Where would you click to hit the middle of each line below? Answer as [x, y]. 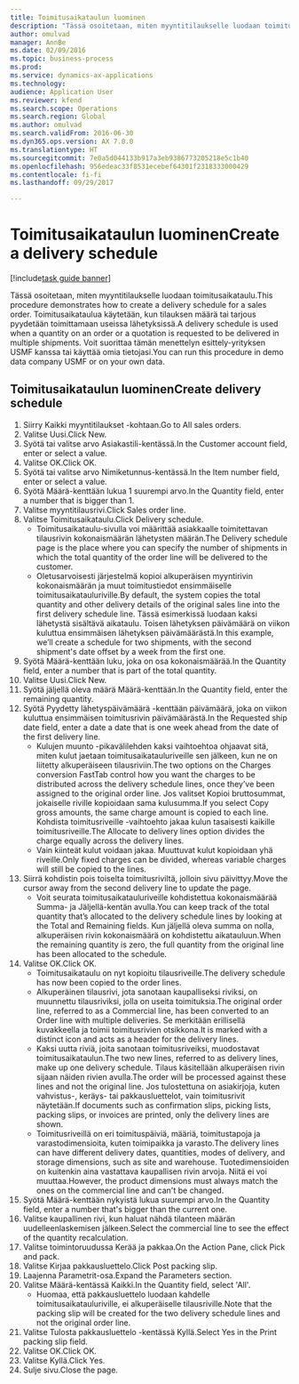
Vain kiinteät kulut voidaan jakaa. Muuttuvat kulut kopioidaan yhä [154, 849]
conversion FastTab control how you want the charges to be [146, 774]
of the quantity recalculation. [75, 1237]
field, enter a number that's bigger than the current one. [125, 1209]
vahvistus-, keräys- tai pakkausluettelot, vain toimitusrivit [141, 1096]
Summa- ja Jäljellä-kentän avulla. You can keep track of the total [153, 906]
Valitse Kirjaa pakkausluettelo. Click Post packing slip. [120, 1266]
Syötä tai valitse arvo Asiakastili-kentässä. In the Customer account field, [155, 443]
